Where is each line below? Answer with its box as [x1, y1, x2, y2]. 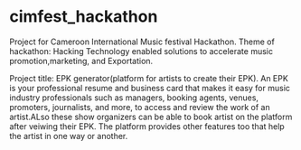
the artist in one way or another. [9, 130, 128, 141]
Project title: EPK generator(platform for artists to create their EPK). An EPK [9, 72, 289, 83]
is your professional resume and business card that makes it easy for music [9, 82, 291, 93]
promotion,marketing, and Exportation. [9, 55, 154, 66]
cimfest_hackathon [9, 6, 158, 27]
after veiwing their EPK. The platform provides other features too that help [9, 120, 285, 132]
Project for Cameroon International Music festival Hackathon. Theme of [9, 36, 276, 47]
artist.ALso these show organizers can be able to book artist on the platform [9, 111, 293, 122]
